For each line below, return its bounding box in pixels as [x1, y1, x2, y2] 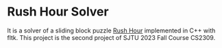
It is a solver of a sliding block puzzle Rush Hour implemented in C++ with [7, 26, 216, 34]
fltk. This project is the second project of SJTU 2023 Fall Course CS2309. [7, 33, 216, 41]
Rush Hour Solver [7, 4, 109, 20]
